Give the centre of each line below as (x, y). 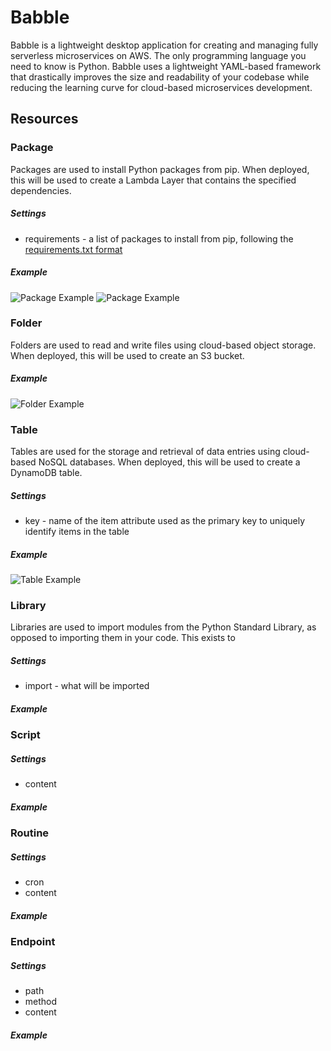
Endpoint (33, 942)
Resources (44, 119)
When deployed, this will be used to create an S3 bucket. (127, 355)
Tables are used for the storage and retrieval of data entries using (145, 452)
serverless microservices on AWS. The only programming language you (158, 55)
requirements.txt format (73, 249)
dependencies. (41, 190)
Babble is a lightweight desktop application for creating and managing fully (164, 45)
